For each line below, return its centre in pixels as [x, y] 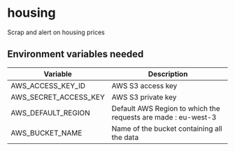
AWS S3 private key [144, 97]
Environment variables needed [76, 54]
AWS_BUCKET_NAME [47, 133]
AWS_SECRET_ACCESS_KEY [58, 97]
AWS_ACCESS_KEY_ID [48, 85]
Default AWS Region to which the [166, 108]
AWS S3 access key [144, 85]
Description [168, 73]
